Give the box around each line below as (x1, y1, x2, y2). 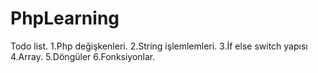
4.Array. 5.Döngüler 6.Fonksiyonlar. (10, 50, 156, 62)
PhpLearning (10, 7, 120, 30)
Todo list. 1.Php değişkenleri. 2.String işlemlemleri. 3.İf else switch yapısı (10, 40, 308, 52)
